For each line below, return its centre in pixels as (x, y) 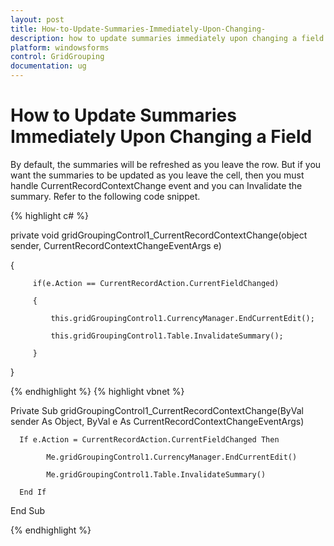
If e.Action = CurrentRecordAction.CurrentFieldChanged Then (149, 439)
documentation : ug (48, 66)
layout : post (37, 19)
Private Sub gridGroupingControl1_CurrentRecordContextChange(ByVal (157, 410)
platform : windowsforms (60, 47)
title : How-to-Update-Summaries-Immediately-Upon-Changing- (138, 29)
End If (33, 492)
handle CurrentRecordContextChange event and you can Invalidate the (156, 185)
